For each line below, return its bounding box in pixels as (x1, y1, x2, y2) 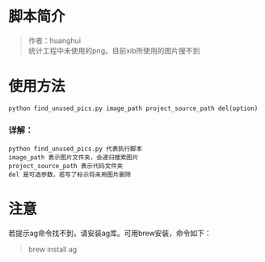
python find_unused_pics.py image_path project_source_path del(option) (8, 104, 259, 112)
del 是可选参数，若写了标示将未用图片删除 (8, 171, 132, 179)
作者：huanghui (27, 36, 82, 45)
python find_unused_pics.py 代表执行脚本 (8, 145, 143, 154)
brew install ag (27, 244, 78, 255)
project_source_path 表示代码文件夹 (8, 163, 124, 171)
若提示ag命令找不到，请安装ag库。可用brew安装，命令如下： (8, 228, 212, 239)
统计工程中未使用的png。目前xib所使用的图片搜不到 (27, 45, 200, 55)
